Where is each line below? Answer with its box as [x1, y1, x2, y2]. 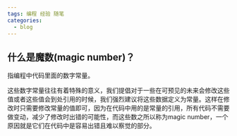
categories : [7, 17, 42, 24]
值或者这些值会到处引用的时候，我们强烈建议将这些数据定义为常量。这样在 [7, 95, 224, 104]
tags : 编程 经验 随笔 [7, 10, 65, 18]
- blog [13, 23, 33, 30]
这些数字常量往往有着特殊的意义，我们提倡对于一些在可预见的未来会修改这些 [7, 86, 230, 95]
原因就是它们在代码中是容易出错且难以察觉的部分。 [7, 121, 156, 130]
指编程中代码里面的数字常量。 [7, 71, 94, 80]
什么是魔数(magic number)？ [7, 51, 135, 63]
